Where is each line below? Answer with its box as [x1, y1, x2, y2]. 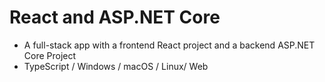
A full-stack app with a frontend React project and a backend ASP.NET [23, 39, 316, 51]
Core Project [23, 49, 77, 61]
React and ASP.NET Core [9, 6, 221, 29]
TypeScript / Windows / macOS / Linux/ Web [23, 60, 209, 72]
